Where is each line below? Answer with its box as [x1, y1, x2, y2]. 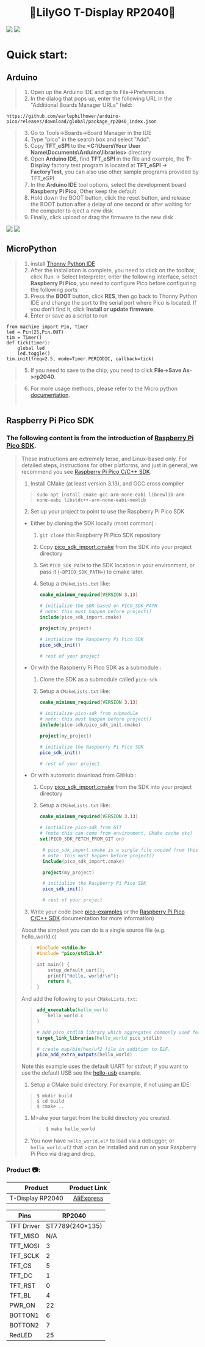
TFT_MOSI [9, 1242, 40, 1251]
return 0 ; [48, 978, 73, 985]
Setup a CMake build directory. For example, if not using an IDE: [30, 1081, 191, 1089]
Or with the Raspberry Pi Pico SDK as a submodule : [30, 664, 162, 671]
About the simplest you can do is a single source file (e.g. [21, 926, 166, 934]
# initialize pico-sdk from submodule [39, 711, 138, 717]
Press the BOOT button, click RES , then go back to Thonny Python [30, 292, 198, 300]
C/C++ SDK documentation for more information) [30, 915, 154, 922]
